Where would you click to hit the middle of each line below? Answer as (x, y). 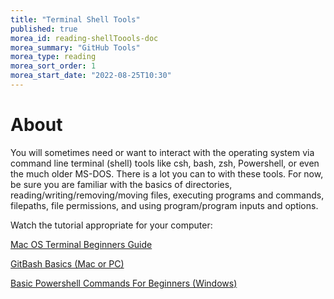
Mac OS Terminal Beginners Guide (81, 244)
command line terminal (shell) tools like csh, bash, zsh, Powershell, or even (165, 163)
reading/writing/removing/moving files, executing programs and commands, (167, 195)
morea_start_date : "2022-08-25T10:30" (91, 76)
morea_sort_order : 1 (53, 66)
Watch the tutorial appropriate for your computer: (111, 225)
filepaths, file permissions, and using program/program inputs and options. (164, 205)
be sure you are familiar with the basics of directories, (121, 184)
